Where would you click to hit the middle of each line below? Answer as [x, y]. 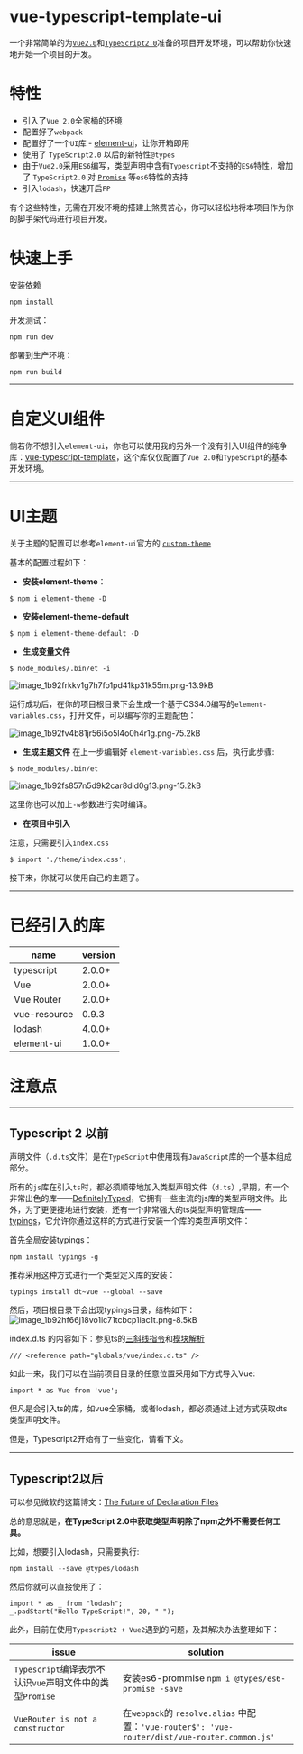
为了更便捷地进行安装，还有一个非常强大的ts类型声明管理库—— [143, 1209]
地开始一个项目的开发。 [53, 54]
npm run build [36, 372]
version [98, 955]
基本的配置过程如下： [49, 562]
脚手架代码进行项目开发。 [64, 218]
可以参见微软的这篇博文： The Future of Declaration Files [114, 1502]
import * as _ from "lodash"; [66, 1604]
